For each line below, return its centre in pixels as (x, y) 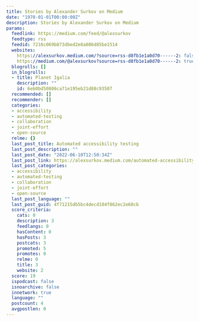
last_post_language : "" (41, 199)
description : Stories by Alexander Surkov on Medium (73, 23)
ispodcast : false (33, 281)
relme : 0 (28, 259)
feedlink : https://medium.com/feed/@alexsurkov (71, 34)
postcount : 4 (28, 304)
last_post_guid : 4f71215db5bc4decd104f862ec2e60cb (75, 204)
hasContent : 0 (34, 232)
